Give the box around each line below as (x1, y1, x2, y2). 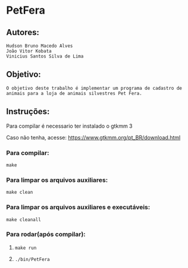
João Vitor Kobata (6, 48, 52, 54)
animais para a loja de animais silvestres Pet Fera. (6, 90, 143, 96)
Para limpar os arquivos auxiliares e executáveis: (6, 203, 151, 212)
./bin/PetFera (14, 256, 50, 262)
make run (14, 245, 37, 251)
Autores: (6, 27, 40, 37)
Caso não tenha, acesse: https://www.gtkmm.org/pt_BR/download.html (6, 134, 181, 141)
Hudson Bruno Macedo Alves (6, 43, 73, 49)
